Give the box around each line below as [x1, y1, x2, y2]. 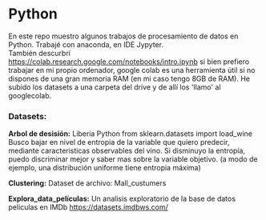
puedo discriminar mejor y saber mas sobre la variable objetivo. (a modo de [8, 154, 258, 164]
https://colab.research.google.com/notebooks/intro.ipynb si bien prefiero [8, 57, 250, 66]
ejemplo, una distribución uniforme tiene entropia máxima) [8, 163, 202, 173]
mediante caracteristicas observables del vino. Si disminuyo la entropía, [8, 146, 246, 156]
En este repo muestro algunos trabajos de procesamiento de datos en [8, 31, 239, 41]
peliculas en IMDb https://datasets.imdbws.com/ [8, 202, 168, 212]
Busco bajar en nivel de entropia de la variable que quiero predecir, [8, 138, 230, 147]
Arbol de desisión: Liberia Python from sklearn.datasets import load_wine [8, 129, 252, 138]
